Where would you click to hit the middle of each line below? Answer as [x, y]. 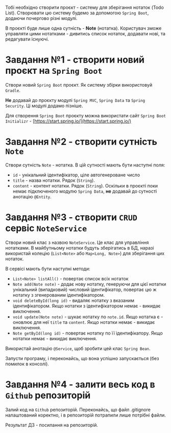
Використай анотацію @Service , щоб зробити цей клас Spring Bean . [78, 348]
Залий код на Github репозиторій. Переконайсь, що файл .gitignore [78, 409]
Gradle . [13, 90]
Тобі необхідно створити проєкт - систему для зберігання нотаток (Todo [85, 7]
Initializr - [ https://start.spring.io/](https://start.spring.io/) [68, 121]
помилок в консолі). [27, 364]
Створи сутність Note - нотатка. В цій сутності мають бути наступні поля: [85, 165]
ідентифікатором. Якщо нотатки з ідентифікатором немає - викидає [87, 306]
